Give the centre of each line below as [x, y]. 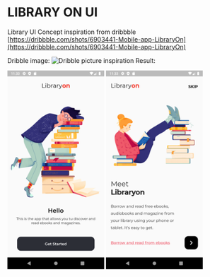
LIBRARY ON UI [53, 12]
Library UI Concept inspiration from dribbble [72, 32]
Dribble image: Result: [81, 60]
